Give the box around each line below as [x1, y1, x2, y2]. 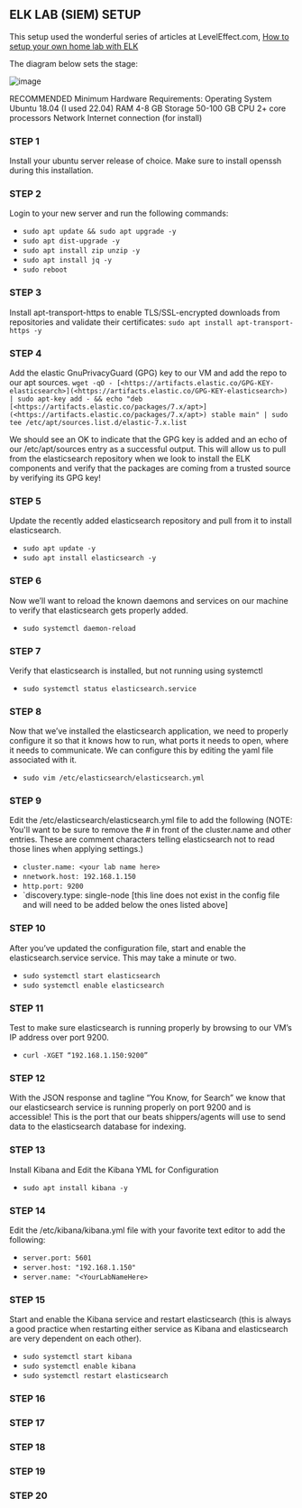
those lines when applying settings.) [9, 844, 144, 855]
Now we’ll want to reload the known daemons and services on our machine [9, 595, 288, 606]
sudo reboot [22, 265, 68, 274]
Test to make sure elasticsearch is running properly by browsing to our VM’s [9, 1022, 293, 1033]
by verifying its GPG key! [9, 473, 101, 483]
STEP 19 [9, 1465, 46, 1477]
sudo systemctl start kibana [22, 1353, 133, 1362]
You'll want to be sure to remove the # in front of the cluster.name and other [9, 825, 291, 836]
